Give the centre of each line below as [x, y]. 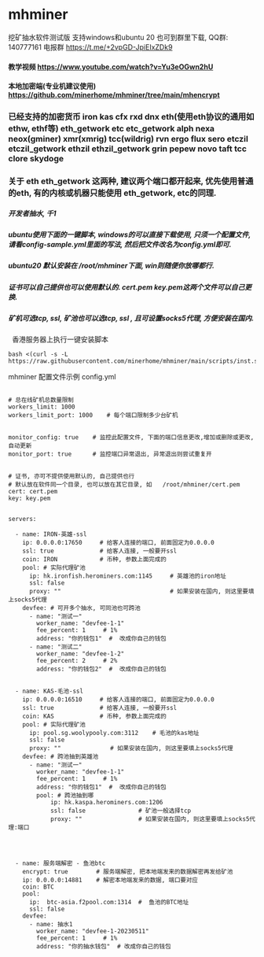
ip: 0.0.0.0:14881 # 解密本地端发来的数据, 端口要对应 [110, 880]
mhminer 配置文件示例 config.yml [62, 377]
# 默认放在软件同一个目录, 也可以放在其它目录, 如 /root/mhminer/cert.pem [124, 485]
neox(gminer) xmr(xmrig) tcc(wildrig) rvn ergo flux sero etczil [128, 139]
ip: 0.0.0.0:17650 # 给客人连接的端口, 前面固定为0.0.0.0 [118, 543]
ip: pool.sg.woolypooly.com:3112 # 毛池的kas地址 [114, 733]
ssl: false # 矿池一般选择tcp [121, 811]
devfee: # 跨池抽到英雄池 [60, 757]
